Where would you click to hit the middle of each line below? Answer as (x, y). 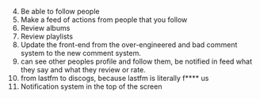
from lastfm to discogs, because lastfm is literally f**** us (115, 78)
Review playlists (47, 36)
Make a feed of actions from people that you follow (104, 20)
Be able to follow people (60, 11)
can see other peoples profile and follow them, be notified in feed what (136, 61)
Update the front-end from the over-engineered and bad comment (129, 45)
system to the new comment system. (80, 53)
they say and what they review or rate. (83, 70)
